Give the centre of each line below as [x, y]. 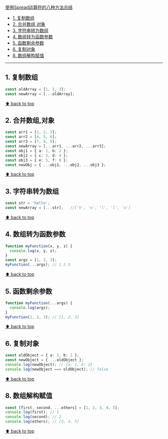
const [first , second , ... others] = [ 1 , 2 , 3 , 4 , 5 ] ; [62, 407]
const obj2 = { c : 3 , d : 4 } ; [37, 155]
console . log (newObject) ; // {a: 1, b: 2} [49, 364]
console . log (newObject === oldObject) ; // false [57, 369]
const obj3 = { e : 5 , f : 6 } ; [37, 160]
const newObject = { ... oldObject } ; [44, 360]
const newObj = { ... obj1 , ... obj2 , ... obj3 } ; [56, 165]
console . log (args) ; [30, 307]
